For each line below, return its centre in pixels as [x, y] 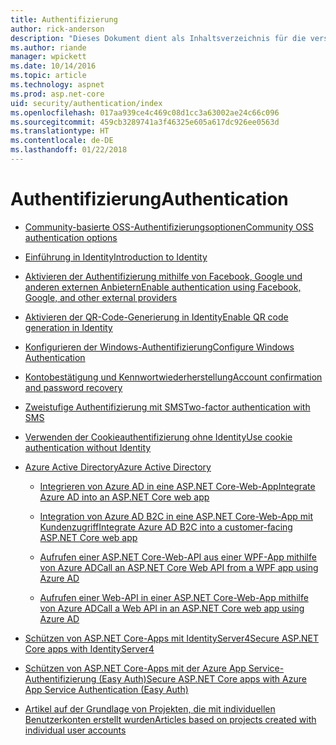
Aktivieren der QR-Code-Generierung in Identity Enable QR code [156, 317]
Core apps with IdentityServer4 [89, 648]
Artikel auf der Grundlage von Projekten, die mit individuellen [150, 708]
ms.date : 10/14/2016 [53, 66]
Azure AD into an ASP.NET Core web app [124, 497]
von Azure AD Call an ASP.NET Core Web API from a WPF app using [179, 567]
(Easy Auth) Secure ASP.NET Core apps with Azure [202, 678]
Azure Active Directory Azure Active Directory [118, 467]
